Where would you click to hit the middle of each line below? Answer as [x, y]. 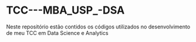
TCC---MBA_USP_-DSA [65, 10]
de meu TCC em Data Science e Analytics [57, 33]
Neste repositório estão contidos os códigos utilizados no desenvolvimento [98, 27]
